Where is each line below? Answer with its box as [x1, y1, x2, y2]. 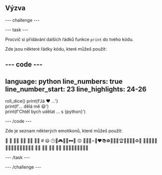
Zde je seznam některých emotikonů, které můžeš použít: [5, 128, 123, 134]
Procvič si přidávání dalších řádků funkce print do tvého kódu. [5, 36, 134, 42]
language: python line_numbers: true [5, 77, 123, 86]
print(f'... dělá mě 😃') [5, 104, 49, 110]
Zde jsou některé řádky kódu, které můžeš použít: [5, 46, 107, 52]
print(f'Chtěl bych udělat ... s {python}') [5, 109, 86, 115]
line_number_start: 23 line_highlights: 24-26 [5, 85, 147, 93]
